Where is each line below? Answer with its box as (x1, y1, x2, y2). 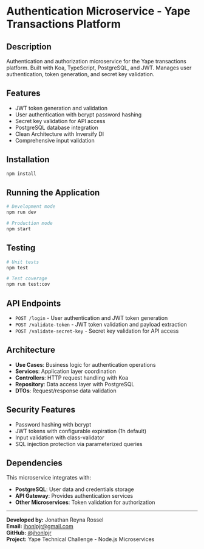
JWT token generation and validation (15, 104, 108, 112)
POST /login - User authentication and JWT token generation (15, 314, 168, 321)
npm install (6, 171, 36, 177)
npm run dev (6, 209, 36, 216)
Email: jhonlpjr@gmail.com (6, 523, 74, 530)
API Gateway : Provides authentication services (15, 492, 134, 500)
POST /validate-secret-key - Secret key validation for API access (15, 327, 179, 335)
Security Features (6, 405, 76, 415)
